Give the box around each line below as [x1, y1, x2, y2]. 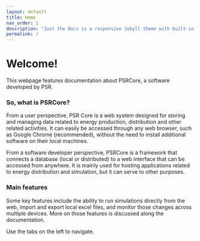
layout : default [6, 8, 47, 15]
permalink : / [6, 31, 39, 37]
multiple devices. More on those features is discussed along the [6, 210, 164, 217]
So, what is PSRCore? [6, 98, 70, 106]
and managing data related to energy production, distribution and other [6, 118, 181, 126]
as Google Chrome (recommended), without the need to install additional [6, 131, 186, 138]
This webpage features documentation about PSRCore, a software [6, 77, 170, 84]
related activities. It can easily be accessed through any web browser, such [6, 124, 192, 132]
